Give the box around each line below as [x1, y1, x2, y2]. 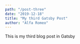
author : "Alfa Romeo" [5, 20, 49, 25]
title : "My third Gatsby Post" [5, 16, 68, 21]
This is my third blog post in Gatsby [5, 33, 76, 39]
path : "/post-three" [5, 7, 47, 12]
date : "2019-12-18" [5, 11, 44, 16]
